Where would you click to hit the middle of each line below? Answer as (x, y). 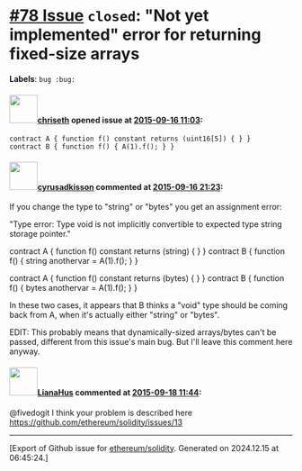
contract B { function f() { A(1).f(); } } (92, 147)
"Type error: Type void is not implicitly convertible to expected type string (146, 224)
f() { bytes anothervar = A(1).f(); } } (73, 288)
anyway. (25, 351)
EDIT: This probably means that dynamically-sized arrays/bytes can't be (143, 332)
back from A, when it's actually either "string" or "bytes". (115, 315)
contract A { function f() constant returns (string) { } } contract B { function (147, 251)
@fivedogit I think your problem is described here (101, 412)
